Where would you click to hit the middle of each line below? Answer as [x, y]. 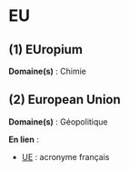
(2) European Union [65, 100]
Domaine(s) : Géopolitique [58, 121]
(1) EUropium [46, 50]
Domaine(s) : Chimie [48, 71]
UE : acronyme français [65, 156]
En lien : [24, 139]
